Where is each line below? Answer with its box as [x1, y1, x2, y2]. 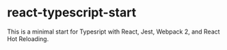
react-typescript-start [7, 5, 137, 21]
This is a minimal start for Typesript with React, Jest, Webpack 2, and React [7, 27, 220, 36]
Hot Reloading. [7, 34, 49, 42]
